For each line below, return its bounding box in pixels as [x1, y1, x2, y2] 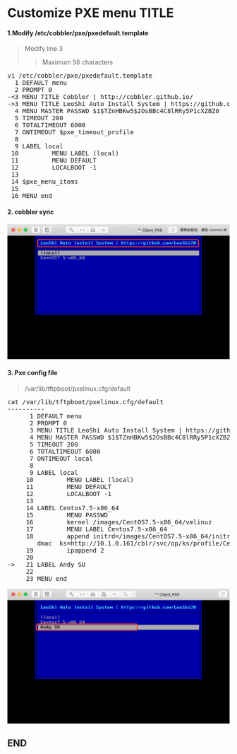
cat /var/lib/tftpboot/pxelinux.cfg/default [7, 398, 164, 406]
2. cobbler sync [7, 207, 54, 216]
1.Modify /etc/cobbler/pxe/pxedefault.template [7, 28, 150, 37]
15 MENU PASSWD [25, 511, 108, 519]
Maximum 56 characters [42, 58, 114, 66]
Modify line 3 [24, 45, 63, 53]
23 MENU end [25, 575, 67, 582]
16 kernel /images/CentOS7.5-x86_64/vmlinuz [25, 518, 212, 526]
